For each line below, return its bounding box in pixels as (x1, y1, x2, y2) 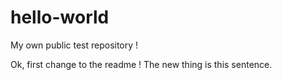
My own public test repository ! (10, 39, 139, 51)
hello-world (10, 6, 110, 29)
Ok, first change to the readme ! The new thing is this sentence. (10, 58, 273, 70)
